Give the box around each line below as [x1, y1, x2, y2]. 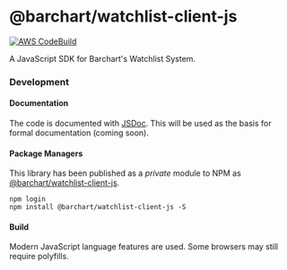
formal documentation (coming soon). [9, 127, 150, 138]
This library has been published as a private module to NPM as [9, 168, 242, 179]
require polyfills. [9, 251, 69, 262]
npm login [9, 195, 47, 204]
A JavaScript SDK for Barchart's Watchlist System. [9, 53, 196, 64]
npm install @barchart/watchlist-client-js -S [9, 203, 187, 212]
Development [9, 75, 70, 88]
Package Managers [9, 148, 83, 159]
